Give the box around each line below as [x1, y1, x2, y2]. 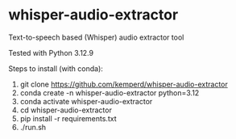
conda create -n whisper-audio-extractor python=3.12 [19, 87, 200, 98]
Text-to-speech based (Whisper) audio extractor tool [8, 32, 184, 42]
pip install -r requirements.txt [19, 113, 117, 123]
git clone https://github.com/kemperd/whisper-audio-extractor [19, 79, 228, 89]
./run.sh [19, 122, 47, 132]
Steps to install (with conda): [8, 63, 103, 74]
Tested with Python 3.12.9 [8, 48, 94, 57]
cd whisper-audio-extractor [19, 105, 113, 115]
